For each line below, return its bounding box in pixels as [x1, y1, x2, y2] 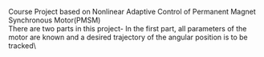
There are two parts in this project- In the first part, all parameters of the [8, 24, 247, 33]
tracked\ [8, 41, 36, 51]
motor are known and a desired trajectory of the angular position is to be [8, 32, 249, 42]
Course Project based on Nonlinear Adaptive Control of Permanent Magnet [8, 7, 257, 16]
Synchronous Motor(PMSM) [8, 15, 101, 25]
